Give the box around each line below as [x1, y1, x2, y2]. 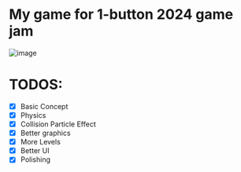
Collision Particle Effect [20, 119, 97, 129]
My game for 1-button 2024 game [9, 5, 234, 24]
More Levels [20, 137, 61, 147]
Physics [20, 110, 46, 119]
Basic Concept [20, 101, 69, 111]
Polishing [20, 155, 50, 164]
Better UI [20, 146, 50, 156]
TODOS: [9, 76, 63, 93]
